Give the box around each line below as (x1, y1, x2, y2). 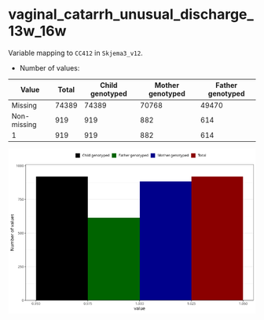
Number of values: (19, 63, 80, 72)
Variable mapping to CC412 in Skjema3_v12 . (8, 48, 143, 57)
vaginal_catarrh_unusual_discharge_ (8, 5, 254, 24)
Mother (154, 81, 179, 90)
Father (215, 81, 238, 90)
